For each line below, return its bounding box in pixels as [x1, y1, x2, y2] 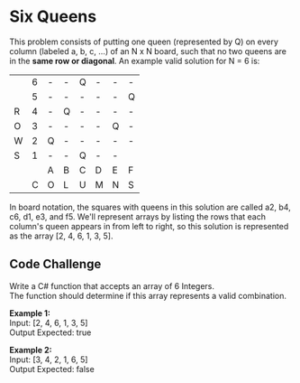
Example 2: [9, 344, 52, 355]
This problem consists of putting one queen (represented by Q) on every [9, 36, 279, 47]
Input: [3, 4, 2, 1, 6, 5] [9, 354, 88, 365]
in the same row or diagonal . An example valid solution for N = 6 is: [9, 55, 260, 66]
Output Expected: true [9, 327, 92, 338]
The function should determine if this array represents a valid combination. [9, 290, 286, 301]
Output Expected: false [9, 363, 95, 374]
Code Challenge [9, 257, 102, 272]
